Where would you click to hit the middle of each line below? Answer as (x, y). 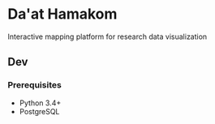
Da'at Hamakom (62, 14)
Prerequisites (34, 85)
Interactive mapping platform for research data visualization (107, 36)
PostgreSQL (39, 111)
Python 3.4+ (40, 103)
